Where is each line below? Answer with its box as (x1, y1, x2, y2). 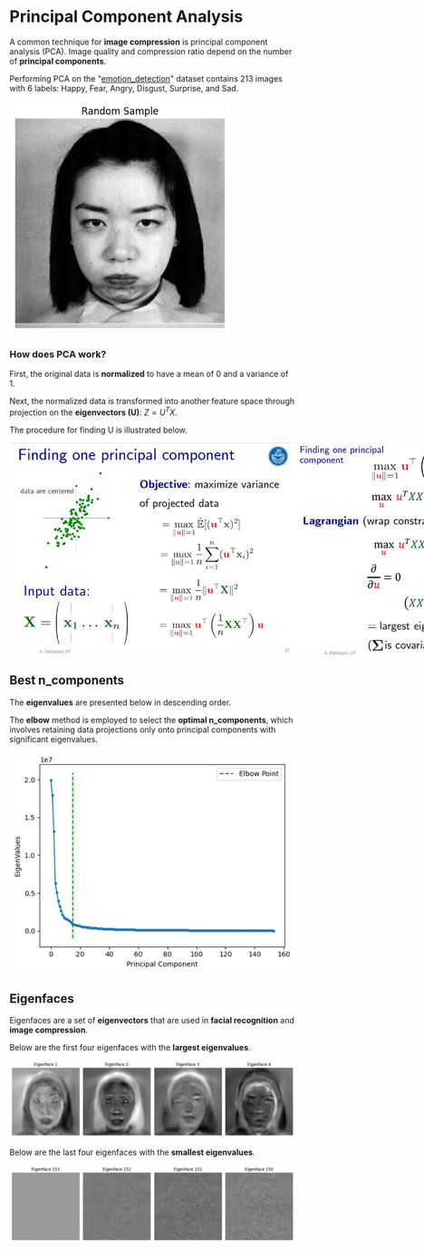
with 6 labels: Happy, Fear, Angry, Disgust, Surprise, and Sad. (9, 82, 239, 93)
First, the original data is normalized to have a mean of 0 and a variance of (9, 369, 289, 380)
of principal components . (9, 55, 107, 66)
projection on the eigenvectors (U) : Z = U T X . (9, 405, 178, 418)
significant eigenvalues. (9, 733, 98, 744)
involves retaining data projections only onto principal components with (9, 723, 276, 735)
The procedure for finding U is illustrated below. (9, 424, 188, 435)
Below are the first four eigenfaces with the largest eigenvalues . (9, 1042, 251, 1053)
